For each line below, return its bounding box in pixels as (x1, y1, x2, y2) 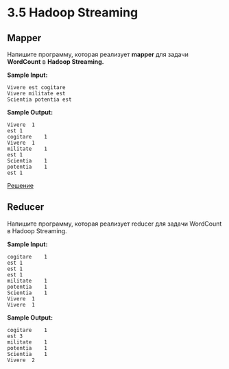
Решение (7, 182, 34, 189)
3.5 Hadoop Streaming (7, 5, 138, 21)
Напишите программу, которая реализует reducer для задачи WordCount (7, 219, 222, 228)
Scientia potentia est (7, 96, 72, 103)
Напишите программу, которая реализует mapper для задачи (7, 50, 189, 58)
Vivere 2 (7, 357, 36, 364)
